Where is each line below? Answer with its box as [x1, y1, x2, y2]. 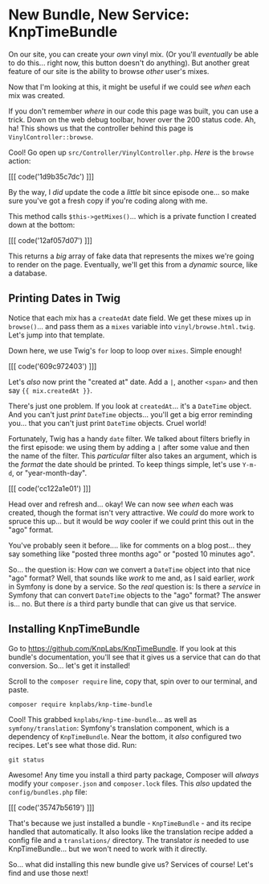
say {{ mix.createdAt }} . [8, 385, 92, 395]
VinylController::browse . [8, 131, 94, 142]
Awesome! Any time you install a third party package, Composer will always [8, 770, 259, 779]
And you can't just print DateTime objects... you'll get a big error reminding [8, 409, 253, 419]
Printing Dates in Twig [8, 291, 121, 305]
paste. [8, 684, 30, 694]
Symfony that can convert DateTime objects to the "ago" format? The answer [8, 590, 261, 600]
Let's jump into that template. [8, 330, 105, 340]
